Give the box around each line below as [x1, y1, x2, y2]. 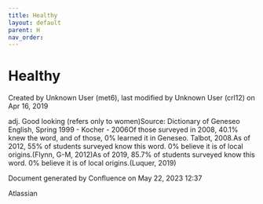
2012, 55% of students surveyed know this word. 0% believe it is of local [8, 142, 243, 151]
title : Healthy [8, 11, 58, 20]
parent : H [8, 26, 41, 34]
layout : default [8, 19, 61, 27]
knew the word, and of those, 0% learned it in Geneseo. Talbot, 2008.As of [8, 133, 251, 143]
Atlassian [8, 189, 38, 199]
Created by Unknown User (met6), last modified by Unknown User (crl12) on [8, 93, 255, 103]
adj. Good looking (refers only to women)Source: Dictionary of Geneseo [8, 117, 241, 126]
